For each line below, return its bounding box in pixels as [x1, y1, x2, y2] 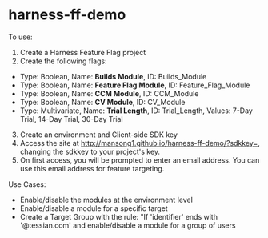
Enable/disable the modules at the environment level [19, 195, 194, 204]
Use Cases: [8, 179, 46, 189]
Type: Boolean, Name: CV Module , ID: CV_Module [19, 97, 186, 107]
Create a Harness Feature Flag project [19, 47, 146, 57]
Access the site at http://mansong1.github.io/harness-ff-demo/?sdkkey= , [19, 138, 260, 147]
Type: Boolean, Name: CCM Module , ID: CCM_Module [19, 88, 199, 98]
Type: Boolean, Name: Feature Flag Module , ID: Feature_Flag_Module [19, 80, 250, 90]
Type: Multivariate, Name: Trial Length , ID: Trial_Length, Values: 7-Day [19, 106, 254, 115]
